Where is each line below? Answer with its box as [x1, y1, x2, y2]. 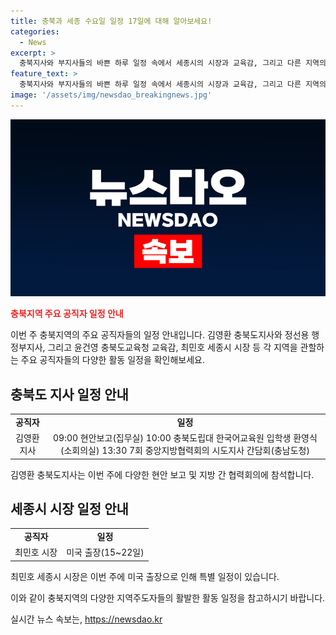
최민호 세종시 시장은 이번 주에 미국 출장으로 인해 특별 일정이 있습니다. [10, 570, 280, 582]
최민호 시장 [14, 546, 58, 559]
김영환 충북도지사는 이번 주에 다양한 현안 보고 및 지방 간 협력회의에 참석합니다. [10, 468, 315, 480]
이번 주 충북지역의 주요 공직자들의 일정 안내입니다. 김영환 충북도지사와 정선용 [10, 329, 310, 341]
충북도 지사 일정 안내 [10, 386, 129, 403]
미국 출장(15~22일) [66, 546, 145, 559]
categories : [10, 26, 60, 37]
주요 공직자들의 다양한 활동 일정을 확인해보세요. [20, 354, 206, 366]
